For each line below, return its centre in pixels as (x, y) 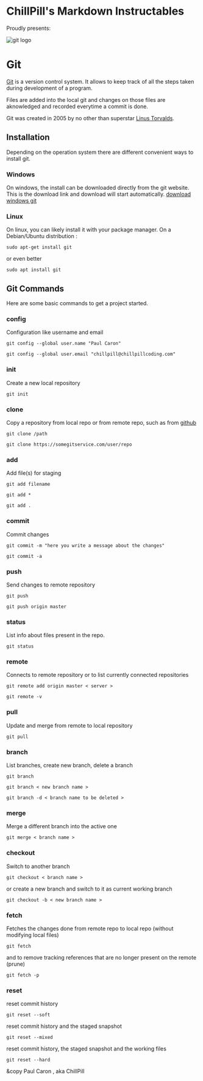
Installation (28, 138)
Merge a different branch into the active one (62, 826)
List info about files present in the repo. (55, 635)
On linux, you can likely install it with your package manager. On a (89, 230)
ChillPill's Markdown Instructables (95, 11)
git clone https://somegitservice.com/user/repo (69, 444)
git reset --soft (28, 1015)
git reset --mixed (30, 1038)
